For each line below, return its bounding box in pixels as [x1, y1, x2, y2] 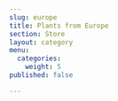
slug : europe [9, 12, 58, 22]
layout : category [9, 37, 74, 47]
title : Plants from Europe [9, 21, 109, 30]
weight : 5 [25, 63, 62, 72]
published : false [9, 71, 74, 80]
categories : [17, 54, 62, 63]
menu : [9, 46, 29, 55]
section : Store [9, 29, 66, 38]
